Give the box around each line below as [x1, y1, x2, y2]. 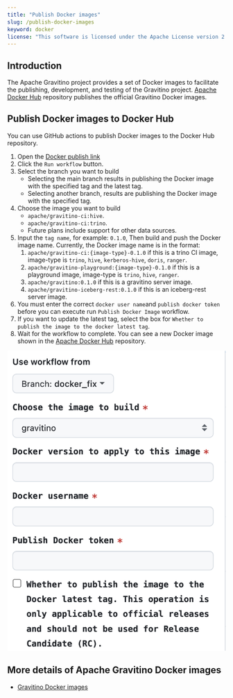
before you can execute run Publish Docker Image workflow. [17, 307, 190, 315]
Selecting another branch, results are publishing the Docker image [27, 189, 217, 197]
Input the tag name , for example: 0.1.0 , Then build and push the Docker [17, 233, 221, 242]
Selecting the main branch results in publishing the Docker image [27, 174, 214, 183]
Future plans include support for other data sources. [27, 226, 177, 234]
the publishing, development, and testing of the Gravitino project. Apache [7, 85, 217, 94]
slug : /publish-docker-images [7, 18, 95, 26]
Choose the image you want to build [17, 203, 121, 212]
